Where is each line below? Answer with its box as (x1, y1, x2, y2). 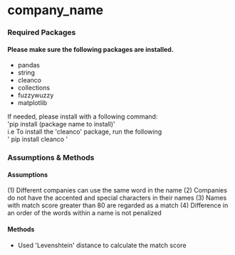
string (17, 68, 36, 77)
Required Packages (7, 28, 76, 38)
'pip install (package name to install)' (7, 120, 115, 129)
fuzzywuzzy (17, 91, 54, 99)
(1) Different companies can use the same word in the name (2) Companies (7, 186, 228, 195)
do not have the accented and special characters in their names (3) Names (7, 194, 227, 202)
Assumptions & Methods (7, 153, 95, 163)
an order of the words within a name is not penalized (7, 209, 162, 217)
